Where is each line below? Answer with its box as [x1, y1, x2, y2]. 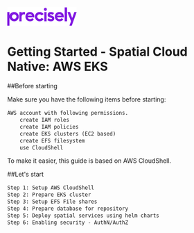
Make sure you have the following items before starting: [7, 95, 166, 104]
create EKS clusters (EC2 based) [19, 130, 116, 137]
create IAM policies [19, 123, 79, 130]
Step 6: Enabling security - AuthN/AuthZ [7, 219, 129, 226]
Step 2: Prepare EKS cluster [7, 191, 91, 198]
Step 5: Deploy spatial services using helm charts [7, 212, 159, 219]
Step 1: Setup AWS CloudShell [7, 184, 95, 191]
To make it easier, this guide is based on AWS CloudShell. [7, 156, 172, 165]
